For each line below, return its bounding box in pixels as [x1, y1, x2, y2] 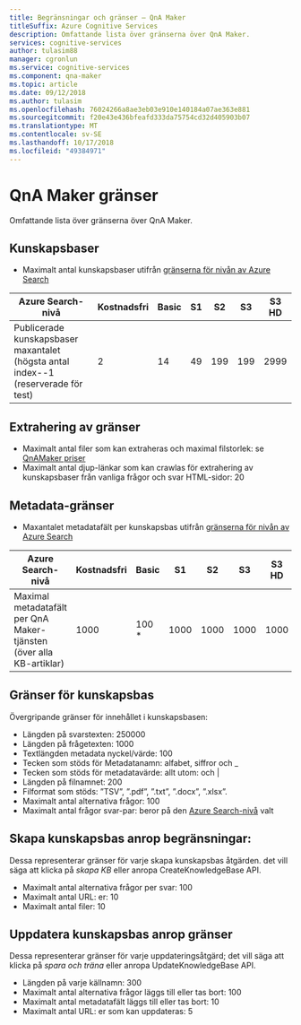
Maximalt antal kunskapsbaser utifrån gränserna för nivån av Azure [21, 265, 271, 275]
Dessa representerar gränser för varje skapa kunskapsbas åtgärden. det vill [9, 855, 288, 865]
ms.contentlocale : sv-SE [9, 130, 102, 139]
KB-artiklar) [13, 657, 64, 669]
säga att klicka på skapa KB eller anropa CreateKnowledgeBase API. [9, 864, 262, 875]
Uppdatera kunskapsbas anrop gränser [9, 927, 233, 942]
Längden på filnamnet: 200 [21, 777, 123, 787]
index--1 [13, 367, 55, 379]
